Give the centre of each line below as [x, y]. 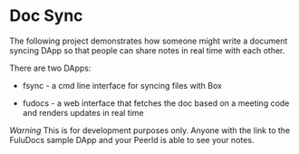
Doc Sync [46, 16]
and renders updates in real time [83, 112]
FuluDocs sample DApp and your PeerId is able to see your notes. [132, 140]
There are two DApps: [50, 68]
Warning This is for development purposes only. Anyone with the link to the [150, 130]
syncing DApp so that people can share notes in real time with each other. [147, 50]
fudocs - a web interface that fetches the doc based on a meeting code [156, 103]
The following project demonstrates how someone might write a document [149, 41]
